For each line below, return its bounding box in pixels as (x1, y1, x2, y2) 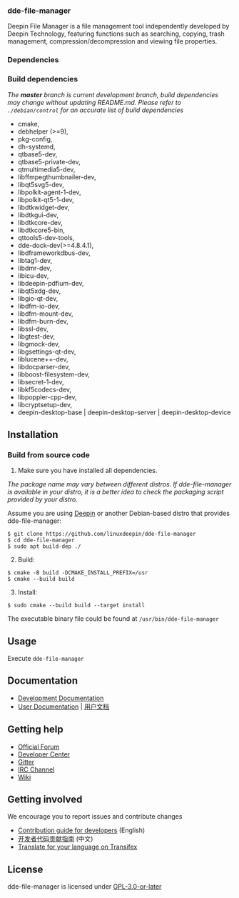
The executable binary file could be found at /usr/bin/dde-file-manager (7, 614, 219, 623)
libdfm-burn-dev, (17, 316, 69, 325)
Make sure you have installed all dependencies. (17, 467, 158, 475)
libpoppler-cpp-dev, (17, 392, 77, 401)
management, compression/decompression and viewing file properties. (7, 37, 218, 46)
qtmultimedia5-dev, (17, 165, 76, 174)
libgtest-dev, (17, 331, 56, 341)
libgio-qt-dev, (17, 294, 59, 302)
